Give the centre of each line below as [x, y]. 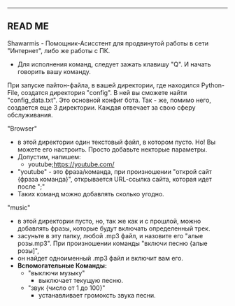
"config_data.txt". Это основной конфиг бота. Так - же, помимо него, [109, 100]
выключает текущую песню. [81, 280]
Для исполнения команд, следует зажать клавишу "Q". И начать [114, 64]
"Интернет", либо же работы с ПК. [59, 50]
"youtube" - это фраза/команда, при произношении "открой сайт [114, 171]
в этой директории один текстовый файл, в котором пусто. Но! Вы [116, 142]
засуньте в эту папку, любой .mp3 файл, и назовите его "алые [110, 235]
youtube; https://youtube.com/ [71, 164]
